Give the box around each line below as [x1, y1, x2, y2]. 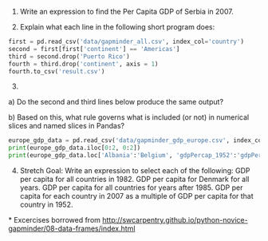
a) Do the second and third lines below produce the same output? [8, 97, 224, 107]
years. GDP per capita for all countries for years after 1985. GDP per [19, 183, 243, 192]
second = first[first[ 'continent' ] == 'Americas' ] [8, 45, 180, 53]
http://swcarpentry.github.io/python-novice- [102, 215, 249, 224]
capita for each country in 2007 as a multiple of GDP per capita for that [19, 192, 254, 200]
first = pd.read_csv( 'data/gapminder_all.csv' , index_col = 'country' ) [8, 38, 245, 45]
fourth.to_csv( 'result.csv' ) [8, 67, 105, 75]
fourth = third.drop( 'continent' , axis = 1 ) [8, 60, 159, 68]
